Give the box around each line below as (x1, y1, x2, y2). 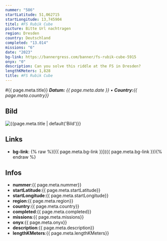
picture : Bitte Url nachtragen (5, 26, 71, 31)
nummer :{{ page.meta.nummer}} (12, 182, 82, 188)
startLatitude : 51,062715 (5, 12, 60, 17)
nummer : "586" (5, 7, 35, 13)
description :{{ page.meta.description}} (12, 225, 94, 231)
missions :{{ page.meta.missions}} (12, 214, 84, 220)
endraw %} (12, 154, 36, 160)
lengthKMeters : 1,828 (5, 69, 51, 74)
